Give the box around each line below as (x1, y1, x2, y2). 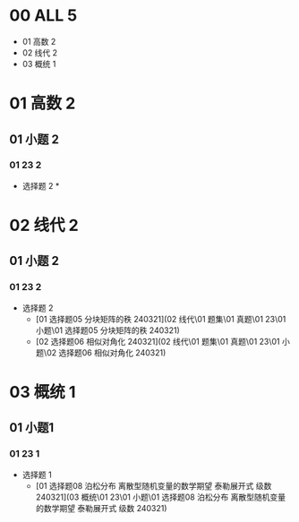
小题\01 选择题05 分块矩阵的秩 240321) (35, 324, 181, 336)
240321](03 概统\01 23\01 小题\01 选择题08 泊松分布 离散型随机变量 (35, 492, 286, 502)
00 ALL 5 (9, 5, 78, 26)
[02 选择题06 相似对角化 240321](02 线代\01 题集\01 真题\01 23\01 (35, 336, 280, 347)
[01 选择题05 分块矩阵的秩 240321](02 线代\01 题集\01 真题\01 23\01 (35, 313, 286, 324)
